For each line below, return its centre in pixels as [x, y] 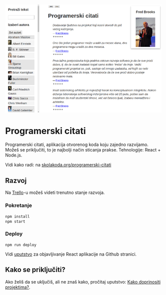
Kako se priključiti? [35, 270]
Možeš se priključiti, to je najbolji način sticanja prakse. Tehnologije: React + [83, 150]
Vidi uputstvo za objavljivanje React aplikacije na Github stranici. [71, 254]
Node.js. [14, 155]
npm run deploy [21, 245]
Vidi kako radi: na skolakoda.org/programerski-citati [58, 165]
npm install [17, 216]
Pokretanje [19, 205]
